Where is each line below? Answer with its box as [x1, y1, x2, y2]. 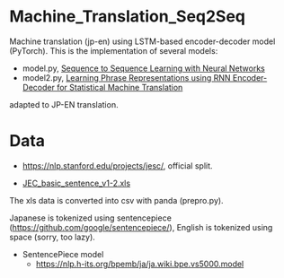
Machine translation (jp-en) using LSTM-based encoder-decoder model [9, 36, 276, 47]
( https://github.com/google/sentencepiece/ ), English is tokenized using [9, 222, 273, 232]
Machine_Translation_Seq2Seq [9, 6, 245, 27]
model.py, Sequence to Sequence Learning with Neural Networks [22, 63, 265, 74]
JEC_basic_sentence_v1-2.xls [22, 178, 131, 188]
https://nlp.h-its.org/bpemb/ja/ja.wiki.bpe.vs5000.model [35, 258, 244, 269]
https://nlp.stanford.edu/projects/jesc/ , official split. [22, 160, 213, 171]
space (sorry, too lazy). [9, 231, 96, 242]
